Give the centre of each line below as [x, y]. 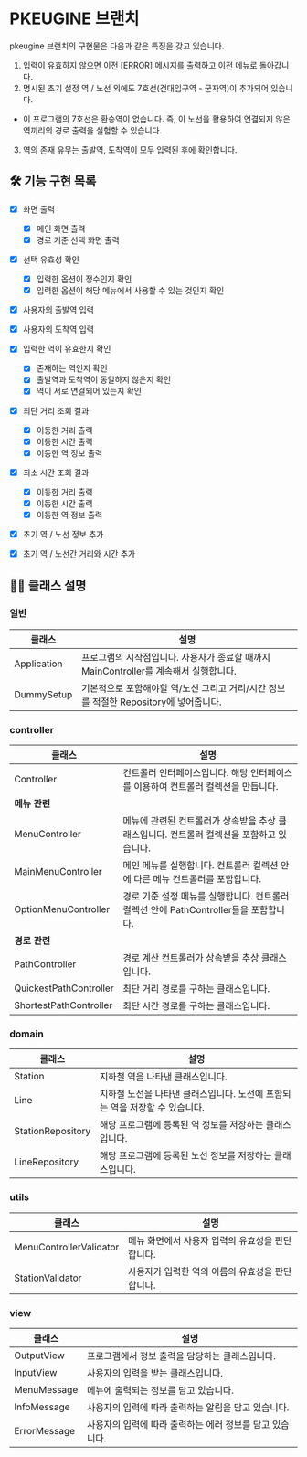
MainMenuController [58, 872]
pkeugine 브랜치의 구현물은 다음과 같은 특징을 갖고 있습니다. [117, 46]
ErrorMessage [45, 1431]
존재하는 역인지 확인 [72, 368]
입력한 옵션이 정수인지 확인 [84, 279]
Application [38, 664]
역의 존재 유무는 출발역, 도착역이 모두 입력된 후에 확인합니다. [130, 149]
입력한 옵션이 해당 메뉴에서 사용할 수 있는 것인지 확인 [130, 291]
